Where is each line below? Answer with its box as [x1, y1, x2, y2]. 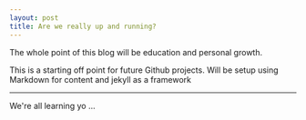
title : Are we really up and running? [9, 22, 157, 31]
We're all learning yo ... [9, 100, 96, 111]
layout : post [9, 13, 59, 23]
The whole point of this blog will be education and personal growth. [9, 46, 262, 57]
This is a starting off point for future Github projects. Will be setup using [9, 65, 280, 75]
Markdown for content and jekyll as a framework [9, 74, 191, 85]
